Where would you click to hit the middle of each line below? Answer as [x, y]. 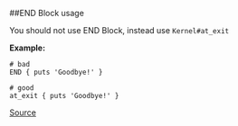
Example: [28, 48]
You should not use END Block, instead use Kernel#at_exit [119, 30]
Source [23, 112]
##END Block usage [47, 13]
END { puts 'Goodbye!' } [56, 72]
